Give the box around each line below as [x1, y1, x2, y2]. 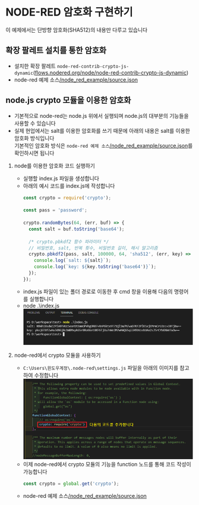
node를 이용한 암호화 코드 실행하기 [14, 162, 96, 169]
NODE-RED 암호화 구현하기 [5, 5, 133, 19]
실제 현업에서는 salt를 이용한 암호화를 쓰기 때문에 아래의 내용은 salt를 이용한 [14, 127, 191, 134]
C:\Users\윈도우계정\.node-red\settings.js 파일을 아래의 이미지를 [23, 364, 179, 371]
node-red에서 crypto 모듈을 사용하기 [14, 351, 101, 359]
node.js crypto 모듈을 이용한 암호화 [5, 95, 131, 105]
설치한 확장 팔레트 [14, 62, 56, 69]
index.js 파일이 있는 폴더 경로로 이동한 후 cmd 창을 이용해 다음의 [23, 288, 173, 295]
